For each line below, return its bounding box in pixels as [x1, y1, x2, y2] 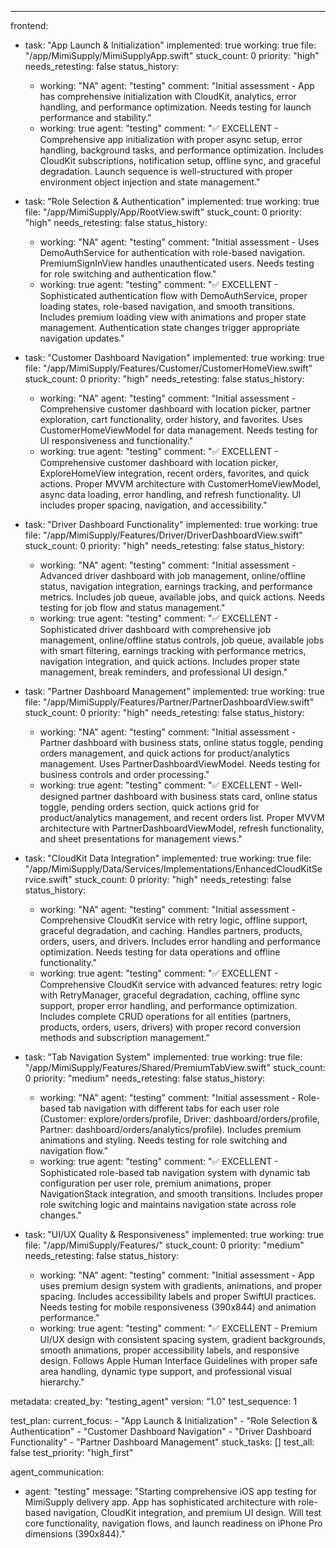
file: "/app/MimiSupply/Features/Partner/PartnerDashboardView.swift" [24, 696, 315, 708]
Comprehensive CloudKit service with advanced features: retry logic [39, 979, 323, 990]
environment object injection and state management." [39, 176, 261, 188]
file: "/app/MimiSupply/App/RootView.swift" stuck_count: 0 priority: [24, 206, 303, 218]
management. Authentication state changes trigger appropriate [39, 322, 300, 333]
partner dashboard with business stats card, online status [80, 791, 318, 802]
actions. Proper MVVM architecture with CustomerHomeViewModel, [39, 478, 322, 490]
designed [39, 791, 79, 802]
